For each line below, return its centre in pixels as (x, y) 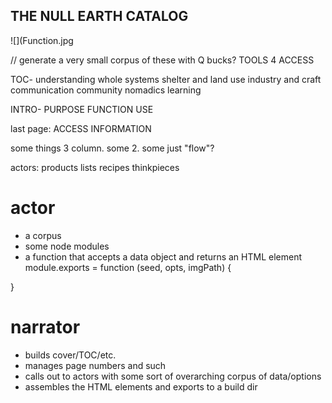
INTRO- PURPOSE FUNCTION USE (82, 109)
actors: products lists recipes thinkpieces (95, 167)
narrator (45, 326)
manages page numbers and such (95, 365)
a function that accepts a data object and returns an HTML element (163, 256)
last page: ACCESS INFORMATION (81, 128)
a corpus (43, 235)
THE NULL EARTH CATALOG (99, 16)
